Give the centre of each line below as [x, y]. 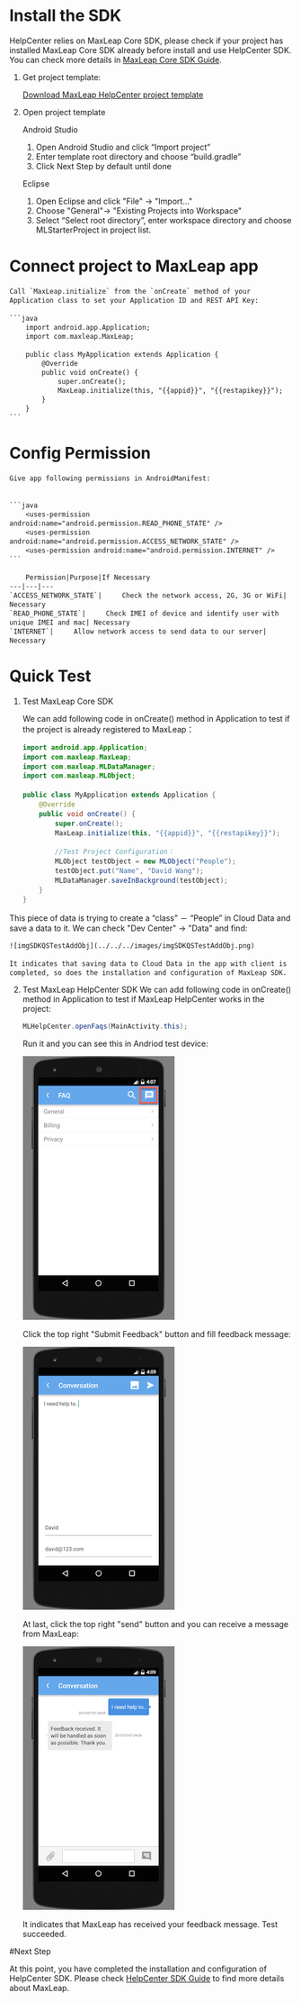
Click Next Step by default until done [104, 166]
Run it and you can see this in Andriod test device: [115, 1043]
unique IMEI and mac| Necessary [70, 623]
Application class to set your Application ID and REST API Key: [134, 300]
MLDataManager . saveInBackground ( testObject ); [142, 880]
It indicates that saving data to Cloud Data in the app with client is [148, 964]
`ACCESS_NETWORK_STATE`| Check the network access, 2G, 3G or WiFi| [148, 596]
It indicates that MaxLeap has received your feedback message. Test [150, 1924]
